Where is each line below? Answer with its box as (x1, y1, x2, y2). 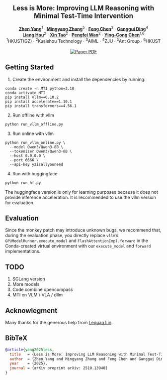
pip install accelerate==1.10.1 (5, 99, 72, 104)
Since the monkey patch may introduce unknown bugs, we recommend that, (5, 227, 162, 233)
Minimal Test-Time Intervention (34, 12, 133, 20)
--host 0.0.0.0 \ (9, 153, 46, 158)
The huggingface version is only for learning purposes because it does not (5, 189, 158, 195)
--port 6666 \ (9, 157, 39, 162)
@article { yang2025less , (5, 347, 55, 352)
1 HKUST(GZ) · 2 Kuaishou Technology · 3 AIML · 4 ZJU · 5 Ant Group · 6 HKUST (6, 37, 161, 44)
